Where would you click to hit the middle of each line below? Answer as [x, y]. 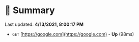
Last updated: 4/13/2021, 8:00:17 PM [44, 24]
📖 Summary [30, 10]
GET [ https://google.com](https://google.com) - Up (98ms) [73, 34]
